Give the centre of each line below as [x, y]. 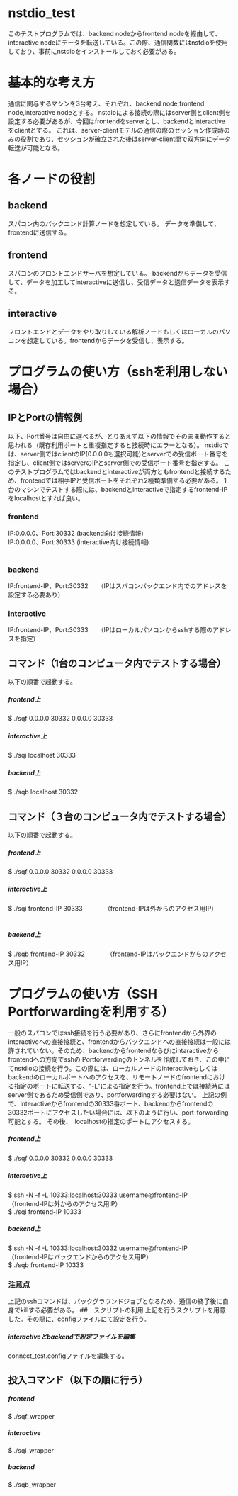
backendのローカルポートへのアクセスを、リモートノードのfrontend [108, 1077]
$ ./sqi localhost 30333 [42, 755]
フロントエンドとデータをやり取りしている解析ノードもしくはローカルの [113, 332]
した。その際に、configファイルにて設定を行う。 [79, 1319]
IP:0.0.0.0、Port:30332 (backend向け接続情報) [76, 533]
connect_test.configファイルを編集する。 [68, 1356]
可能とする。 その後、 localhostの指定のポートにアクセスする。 [101, 1121]
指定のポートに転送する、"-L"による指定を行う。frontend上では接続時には [122, 1086]
